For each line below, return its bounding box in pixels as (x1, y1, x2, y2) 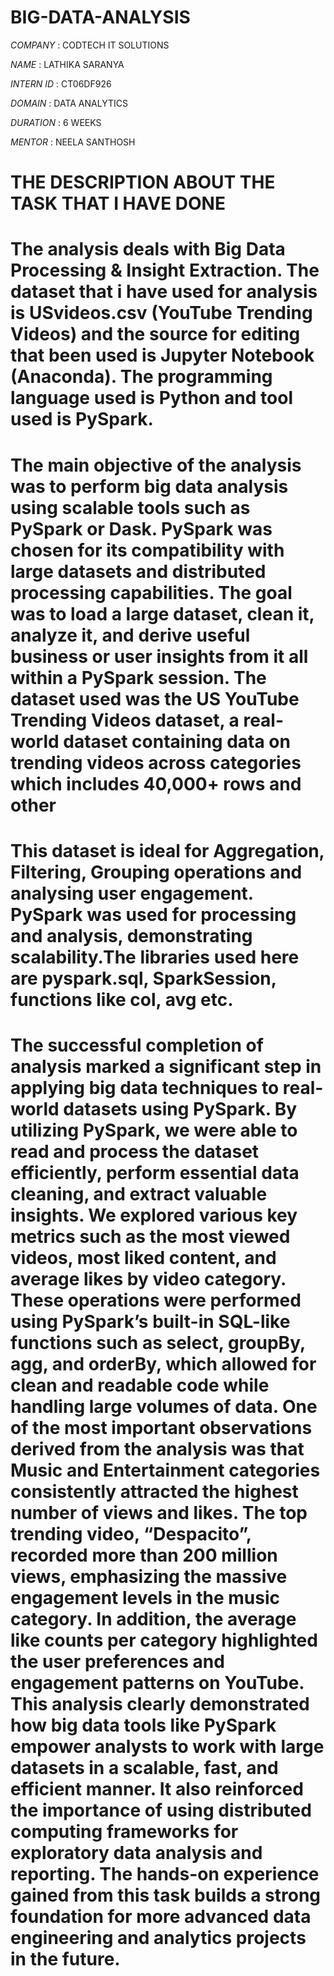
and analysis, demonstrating (10, 924, 253, 947)
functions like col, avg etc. (10, 988, 234, 1011)
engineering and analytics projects (10, 1926, 307, 1949)
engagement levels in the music (10, 1586, 281, 1609)
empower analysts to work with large (10, 1735, 325, 1758)
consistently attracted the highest (10, 1480, 299, 1503)
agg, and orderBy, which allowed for (10, 1352, 317, 1375)
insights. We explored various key (10, 1204, 298, 1226)
